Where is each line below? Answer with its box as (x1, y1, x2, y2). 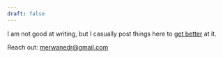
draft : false (7, 10, 45, 17)
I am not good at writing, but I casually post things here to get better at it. (7, 29, 217, 38)
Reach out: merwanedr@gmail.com (7, 43, 109, 51)
